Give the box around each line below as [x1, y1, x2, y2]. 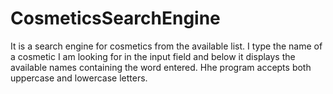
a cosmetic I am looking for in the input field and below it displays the [10, 50, 296, 62]
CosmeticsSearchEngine [10, 7, 221, 30]
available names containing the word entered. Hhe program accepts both [10, 61, 312, 73]
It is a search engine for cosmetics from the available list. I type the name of [10, 40, 323, 52]
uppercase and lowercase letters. [10, 72, 148, 84]
